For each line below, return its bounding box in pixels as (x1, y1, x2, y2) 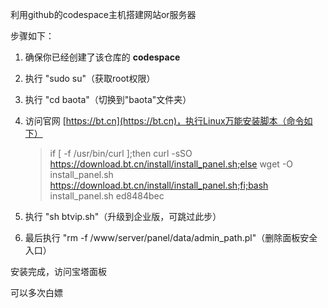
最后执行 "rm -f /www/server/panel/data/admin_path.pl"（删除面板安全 (24, 232, 318, 243)
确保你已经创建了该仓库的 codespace (24, 51, 181, 63)
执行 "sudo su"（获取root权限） (24, 73, 156, 84)
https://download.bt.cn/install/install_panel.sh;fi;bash (49, 179, 269, 191)
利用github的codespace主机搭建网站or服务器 (10, 9, 197, 20)
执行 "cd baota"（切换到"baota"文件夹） (24, 94, 192, 105)
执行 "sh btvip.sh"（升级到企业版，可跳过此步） (24, 211, 222, 222)
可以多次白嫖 (10, 287, 63, 298)
